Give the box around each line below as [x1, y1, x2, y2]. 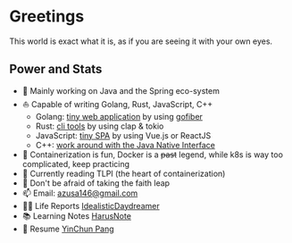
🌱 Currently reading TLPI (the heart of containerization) [21, 168, 226, 179]
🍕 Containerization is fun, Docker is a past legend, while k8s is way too [21, 149, 284, 160]
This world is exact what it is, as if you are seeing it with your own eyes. [9, 36, 273, 46]
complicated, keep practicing [21, 158, 130, 169]
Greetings [9, 6, 85, 27]
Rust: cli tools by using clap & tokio [35, 121, 164, 131]
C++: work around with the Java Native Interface [35, 139, 216, 150]
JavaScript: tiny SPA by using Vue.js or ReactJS [35, 130, 212, 140]
